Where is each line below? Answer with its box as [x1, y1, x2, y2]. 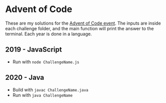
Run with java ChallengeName [12, 92, 73, 98]
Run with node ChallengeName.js [12, 59, 79, 65]
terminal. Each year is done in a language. [5, 31, 92, 37]
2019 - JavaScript [5, 45, 62, 54]
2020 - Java [5, 73, 44, 82]
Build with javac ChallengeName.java [12, 86, 89, 92]
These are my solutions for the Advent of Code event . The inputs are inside [5, 20, 161, 26]
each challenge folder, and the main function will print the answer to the [5, 25, 154, 31]
